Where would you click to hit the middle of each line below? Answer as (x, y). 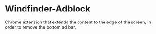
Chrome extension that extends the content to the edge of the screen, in (78, 22)
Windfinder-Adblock (48, 9)
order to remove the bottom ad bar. (40, 27)
